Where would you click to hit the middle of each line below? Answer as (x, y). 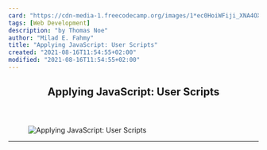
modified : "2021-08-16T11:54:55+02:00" (74, 60)
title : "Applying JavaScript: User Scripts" (83, 45)
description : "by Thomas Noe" (58, 30)
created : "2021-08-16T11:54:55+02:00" (72, 52)
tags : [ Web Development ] (49, 23)
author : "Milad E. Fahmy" (51, 38)
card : (17, 15)
